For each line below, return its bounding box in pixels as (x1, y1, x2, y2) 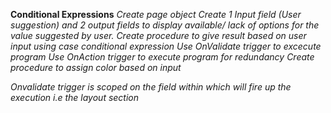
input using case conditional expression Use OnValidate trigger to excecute (10, 40, 322, 52)
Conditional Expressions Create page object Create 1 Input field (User (10, 9, 302, 20)
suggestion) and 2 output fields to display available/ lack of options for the (10, 19, 320, 31)
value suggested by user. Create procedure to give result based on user (10, 30, 307, 41)
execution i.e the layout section (10, 92, 140, 103)
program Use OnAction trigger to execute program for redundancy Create (10, 51, 315, 63)
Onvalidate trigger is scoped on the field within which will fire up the (10, 81, 292, 93)
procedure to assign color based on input (10, 62, 182, 73)
